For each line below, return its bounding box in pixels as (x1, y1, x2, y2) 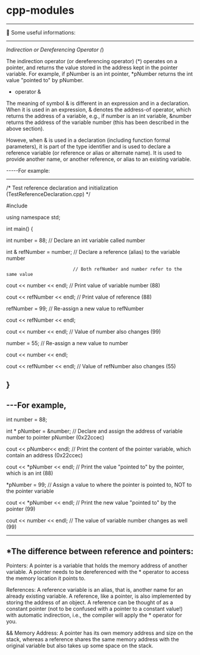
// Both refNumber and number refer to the (72, 266, 183, 272)
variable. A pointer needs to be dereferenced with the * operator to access (6, 568, 189, 575)
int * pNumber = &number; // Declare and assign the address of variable (6, 427, 183, 435)
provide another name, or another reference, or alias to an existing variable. (6, 156, 192, 163)
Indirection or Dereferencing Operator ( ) (6, 46, 104, 53)
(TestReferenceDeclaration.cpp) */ (6, 190, 91, 197)
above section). (6, 125, 45, 132)
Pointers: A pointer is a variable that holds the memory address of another (6, 561, 187, 569)
